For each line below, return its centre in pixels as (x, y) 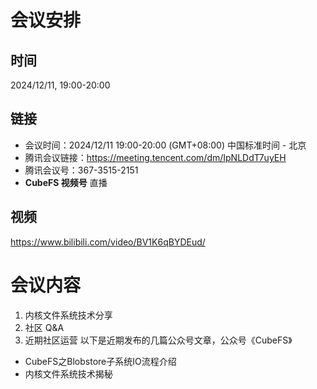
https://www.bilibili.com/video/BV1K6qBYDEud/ (108, 242)
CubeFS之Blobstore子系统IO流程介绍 (100, 361)
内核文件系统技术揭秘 (68, 373)
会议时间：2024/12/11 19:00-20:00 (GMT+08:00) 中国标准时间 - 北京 (165, 145)
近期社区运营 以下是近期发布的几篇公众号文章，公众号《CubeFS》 (158, 340)
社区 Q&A (44, 327)
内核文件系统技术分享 (68, 315)
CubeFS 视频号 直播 (66, 182)
